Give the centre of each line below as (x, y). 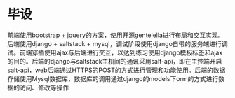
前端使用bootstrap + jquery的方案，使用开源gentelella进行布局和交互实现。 (116, 35)
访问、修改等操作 (44, 87)
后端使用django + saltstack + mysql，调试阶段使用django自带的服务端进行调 (117, 43)
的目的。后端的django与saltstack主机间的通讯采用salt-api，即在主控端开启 (115, 61)
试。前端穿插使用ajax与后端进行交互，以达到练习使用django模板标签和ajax (115, 52)
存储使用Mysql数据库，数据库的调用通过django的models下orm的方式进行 (113, 78)
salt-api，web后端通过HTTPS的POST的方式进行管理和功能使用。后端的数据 (116, 70)
